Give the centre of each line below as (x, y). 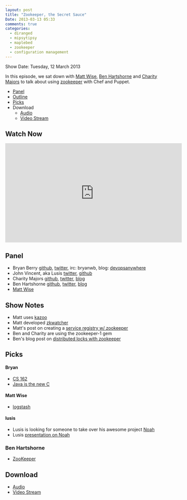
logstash (21, 407)
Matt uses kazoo (30, 317)
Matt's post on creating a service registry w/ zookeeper (70, 328)
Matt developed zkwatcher (40, 323)
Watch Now (24, 134)
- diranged (21, 33)
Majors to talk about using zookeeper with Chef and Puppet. (68, 82)
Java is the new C (31, 384)
